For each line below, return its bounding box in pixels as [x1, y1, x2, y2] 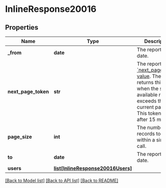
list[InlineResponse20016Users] [53, 165, 132, 172]
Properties [5, 23, 39, 32]
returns [136, 79, 154, 86]
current [136, 104, 154, 110]
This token [136, 110, 162, 117]
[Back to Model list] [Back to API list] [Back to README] [5, 178, 119, 184]
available [136, 92, 158, 98]
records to [136, 130, 161, 137]
